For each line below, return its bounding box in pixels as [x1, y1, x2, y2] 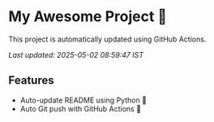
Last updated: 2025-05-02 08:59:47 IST [8, 50, 144, 59]
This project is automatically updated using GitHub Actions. [8, 34, 207, 44]
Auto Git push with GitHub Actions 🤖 [19, 103, 142, 113]
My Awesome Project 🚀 [8, 7, 168, 26]
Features [8, 73, 54, 88]
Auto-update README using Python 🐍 [19, 95, 148, 105]
